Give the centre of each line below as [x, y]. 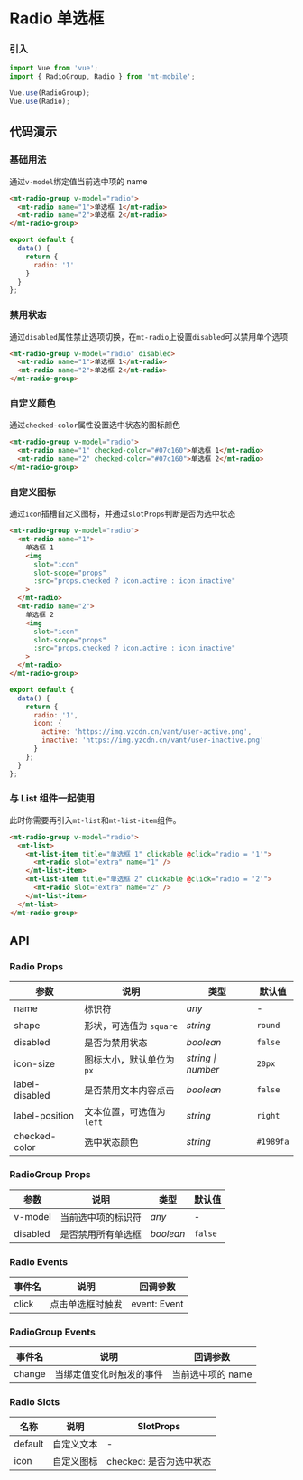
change [30, 1374]
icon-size [35, 1064]
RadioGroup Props [50, 1175]
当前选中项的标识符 [101, 1217]
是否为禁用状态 [116, 1043]
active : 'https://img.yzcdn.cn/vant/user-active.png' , [147, 732]
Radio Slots [35, 1402]
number [203, 1070]
